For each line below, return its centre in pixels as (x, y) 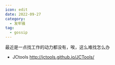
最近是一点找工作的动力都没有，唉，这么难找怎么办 (57, 47)
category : (15, 19)
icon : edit (16, 10)
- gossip (19, 32)
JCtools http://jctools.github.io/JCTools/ (53, 57)
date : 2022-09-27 (23, 14)
